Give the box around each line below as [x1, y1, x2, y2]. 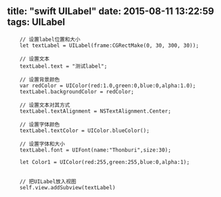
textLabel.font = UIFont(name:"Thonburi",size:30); [19, 147, 171, 153]
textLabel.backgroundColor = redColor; [19, 88, 135, 95]
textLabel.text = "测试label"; [19, 62, 108, 70]
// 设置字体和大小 [19, 140, 66, 147]
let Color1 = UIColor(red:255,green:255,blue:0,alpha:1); [19, 158, 190, 165]
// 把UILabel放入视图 [19, 178, 77, 185]
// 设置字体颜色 [19, 121, 60, 128]
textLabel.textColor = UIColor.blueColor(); [19, 127, 150, 134]
